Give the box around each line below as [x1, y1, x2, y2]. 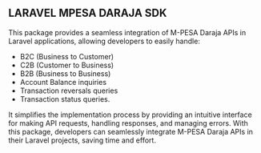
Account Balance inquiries [19, 77, 106, 87]
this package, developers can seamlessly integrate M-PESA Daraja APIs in [8, 127, 254, 136]
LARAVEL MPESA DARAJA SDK [8, 6, 167, 20]
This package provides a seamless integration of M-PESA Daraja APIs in [8, 27, 247, 37]
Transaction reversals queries [19, 86, 118, 95]
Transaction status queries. [19, 94, 110, 103]
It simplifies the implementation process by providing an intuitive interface [8, 110, 252, 119]
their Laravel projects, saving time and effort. [8, 135, 156, 145]
